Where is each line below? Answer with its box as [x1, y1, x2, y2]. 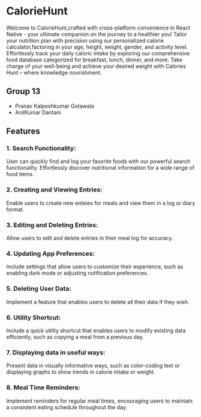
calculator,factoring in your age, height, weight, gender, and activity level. [6, 43, 188, 51]
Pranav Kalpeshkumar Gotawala [14, 102, 94, 110]
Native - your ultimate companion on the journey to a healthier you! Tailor [6, 30, 187, 37]
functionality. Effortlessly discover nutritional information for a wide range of [6, 164, 195, 171]
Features [6, 126, 40, 137]
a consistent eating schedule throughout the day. [6, 403, 128, 410]
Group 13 [6, 86, 41, 97]
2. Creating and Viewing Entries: [6, 185, 103, 194]
